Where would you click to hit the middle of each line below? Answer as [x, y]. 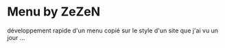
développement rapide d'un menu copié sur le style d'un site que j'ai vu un [113, 30]
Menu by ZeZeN [54, 12]
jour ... [16, 37]
